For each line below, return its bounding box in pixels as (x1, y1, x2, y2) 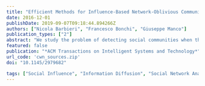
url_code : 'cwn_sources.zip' (6, 54, 81, 60)
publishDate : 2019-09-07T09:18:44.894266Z (6, 20, 116, 26)
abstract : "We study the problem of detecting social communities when (6, 37, 192, 43)
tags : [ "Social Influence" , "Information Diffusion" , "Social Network (6, 70, 190, 76)
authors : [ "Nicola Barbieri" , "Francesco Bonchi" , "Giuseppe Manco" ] (6, 25, 187, 32)
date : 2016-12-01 (6, 15, 51, 21)
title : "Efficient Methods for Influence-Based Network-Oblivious (6, 8, 179, 15)
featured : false (6, 43, 48, 49)
